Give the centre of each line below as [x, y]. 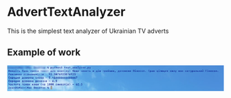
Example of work [44, 52]
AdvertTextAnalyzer [66, 12]
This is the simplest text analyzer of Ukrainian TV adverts [88, 31]
